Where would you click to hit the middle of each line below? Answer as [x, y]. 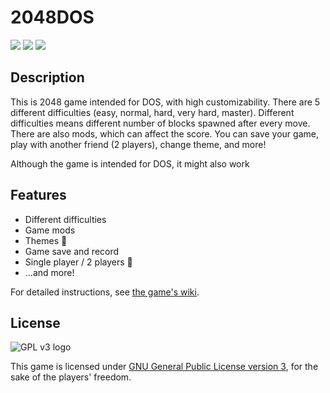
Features [38, 195]
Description [47, 77]
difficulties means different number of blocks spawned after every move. [160, 123]
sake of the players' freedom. [71, 377]
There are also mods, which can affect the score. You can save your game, [164, 133]
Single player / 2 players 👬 [78, 262]
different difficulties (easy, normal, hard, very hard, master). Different [152, 112]
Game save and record [72, 251]
